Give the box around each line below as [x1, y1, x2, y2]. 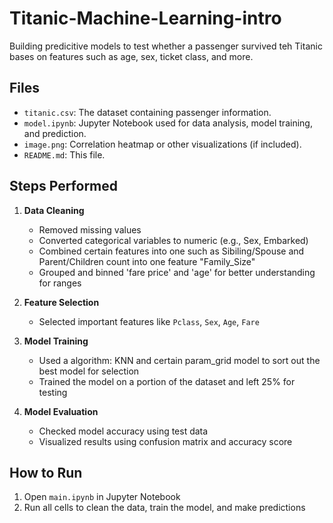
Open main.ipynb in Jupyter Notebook [23, 491, 181, 503]
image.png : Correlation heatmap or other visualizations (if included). [23, 138, 302, 150]
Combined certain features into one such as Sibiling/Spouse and [38, 245, 305, 257]
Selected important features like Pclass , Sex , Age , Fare [38, 315, 260, 327]
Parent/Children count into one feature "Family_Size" [38, 255, 256, 267]
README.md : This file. [23, 148, 106, 161]
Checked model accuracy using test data [38, 425, 209, 437]
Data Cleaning [23, 204, 85, 216]
